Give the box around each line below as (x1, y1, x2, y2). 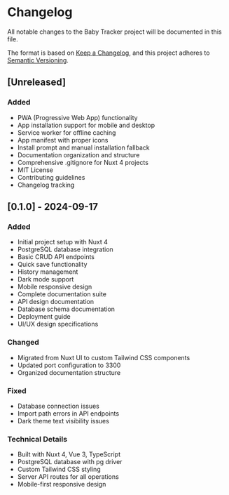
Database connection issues (17, 402, 100, 410)
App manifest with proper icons (17, 136, 109, 144)
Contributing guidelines (17, 173, 85, 181)
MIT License (17, 166, 54, 174)
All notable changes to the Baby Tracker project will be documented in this (7, 27, 222, 36)
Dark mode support (17, 275, 74, 284)
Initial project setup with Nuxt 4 (17, 238, 109, 246)
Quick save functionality (17, 260, 88, 269)
